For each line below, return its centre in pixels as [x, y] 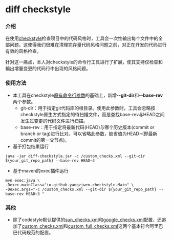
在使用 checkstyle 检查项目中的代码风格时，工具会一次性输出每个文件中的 [82, 38]
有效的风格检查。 [23, 51]
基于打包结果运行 [31, 146]
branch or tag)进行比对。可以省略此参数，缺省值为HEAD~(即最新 [89, 134]
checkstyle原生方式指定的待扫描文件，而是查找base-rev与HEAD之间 [92, 114]
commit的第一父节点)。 [45, 140]
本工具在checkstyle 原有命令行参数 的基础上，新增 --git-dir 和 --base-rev [88, 95]
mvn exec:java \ [23, 180]
